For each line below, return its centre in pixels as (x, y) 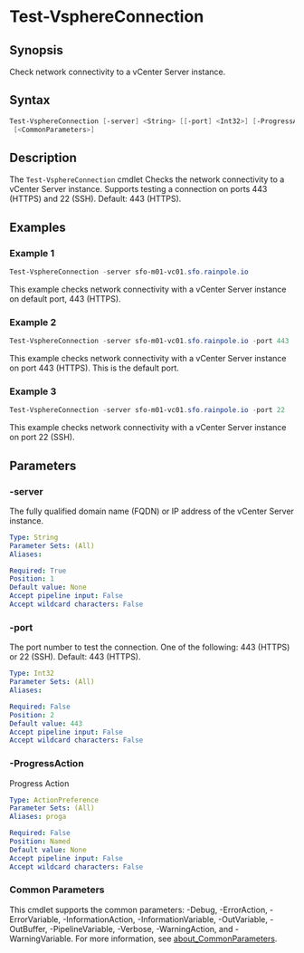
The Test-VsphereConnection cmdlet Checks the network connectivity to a (147, 179)
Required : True (38, 571)
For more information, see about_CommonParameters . (176, 939)
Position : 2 (32, 715)
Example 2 (33, 322)
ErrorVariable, (35, 919)
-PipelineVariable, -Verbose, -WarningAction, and (141, 929)
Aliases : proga (38, 817)
